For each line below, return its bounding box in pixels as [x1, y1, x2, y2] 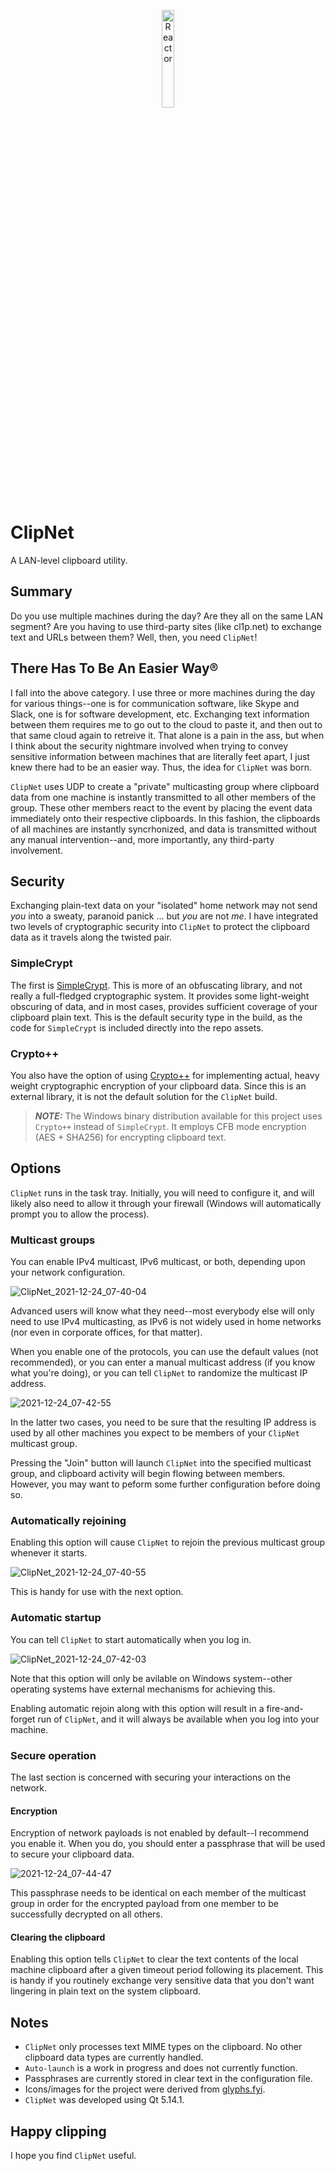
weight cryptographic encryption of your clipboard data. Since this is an [10, 1080, 307, 1092]
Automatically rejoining [10, 1514, 127, 1527]
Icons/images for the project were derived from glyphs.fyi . [24, 2083, 266, 2095]
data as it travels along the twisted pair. [10, 931, 172, 944]
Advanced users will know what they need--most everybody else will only [10, 1305, 315, 1317]
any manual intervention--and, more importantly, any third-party [10, 833, 275, 845]
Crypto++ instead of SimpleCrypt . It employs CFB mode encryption [34, 1120, 307, 1132]
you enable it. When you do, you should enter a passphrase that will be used [10, 1838, 326, 1850]
